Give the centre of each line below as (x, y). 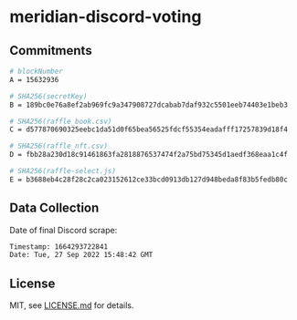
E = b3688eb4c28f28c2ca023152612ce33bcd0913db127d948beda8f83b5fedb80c (148, 180)
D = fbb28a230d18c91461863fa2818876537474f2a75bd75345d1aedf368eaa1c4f (148, 155)
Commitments (51, 51)
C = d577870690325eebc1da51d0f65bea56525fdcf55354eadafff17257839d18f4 (148, 129)
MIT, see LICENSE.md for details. (72, 305)
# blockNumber (37, 71)
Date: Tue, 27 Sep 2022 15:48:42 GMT (81, 255)
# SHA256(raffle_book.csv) (61, 121)
